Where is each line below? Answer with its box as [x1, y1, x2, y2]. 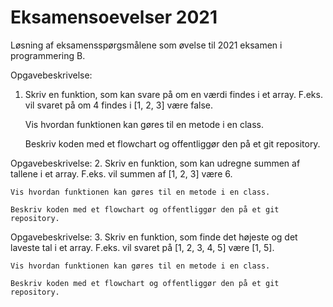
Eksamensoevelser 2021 [10, 6, 218, 29]
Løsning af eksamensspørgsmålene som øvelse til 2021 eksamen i [10, 39, 283, 51]
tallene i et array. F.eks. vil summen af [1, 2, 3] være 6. [10, 167, 233, 180]
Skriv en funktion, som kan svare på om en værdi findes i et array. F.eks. [24, 88, 323, 100]
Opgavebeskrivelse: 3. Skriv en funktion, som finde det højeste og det [10, 231, 298, 243]
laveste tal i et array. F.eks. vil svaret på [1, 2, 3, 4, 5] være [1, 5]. [10, 241, 275, 253]
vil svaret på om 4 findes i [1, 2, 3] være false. [24, 99, 214, 111]
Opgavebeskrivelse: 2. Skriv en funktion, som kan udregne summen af [10, 157, 301, 169]
